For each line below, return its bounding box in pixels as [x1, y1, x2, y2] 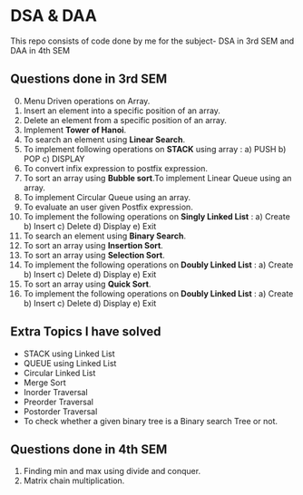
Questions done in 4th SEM [10, 442, 168, 457]
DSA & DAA [10, 5, 98, 26]
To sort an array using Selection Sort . [23, 249, 166, 260]
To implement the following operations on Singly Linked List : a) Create [23, 210, 291, 222]
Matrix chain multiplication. [23, 475, 125, 486]
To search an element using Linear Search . [23, 133, 185, 145]
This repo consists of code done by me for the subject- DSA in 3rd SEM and [10, 35, 295, 46]
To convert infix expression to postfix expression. [23, 162, 208, 173]
